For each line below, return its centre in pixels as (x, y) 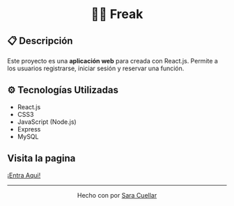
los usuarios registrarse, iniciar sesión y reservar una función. (96, 68)
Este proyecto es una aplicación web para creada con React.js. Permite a (112, 61)
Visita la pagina (41, 158)
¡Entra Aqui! (24, 175)
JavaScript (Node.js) (47, 122)
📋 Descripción (40, 41)
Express (29, 129)
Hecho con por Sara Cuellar (117, 195)
